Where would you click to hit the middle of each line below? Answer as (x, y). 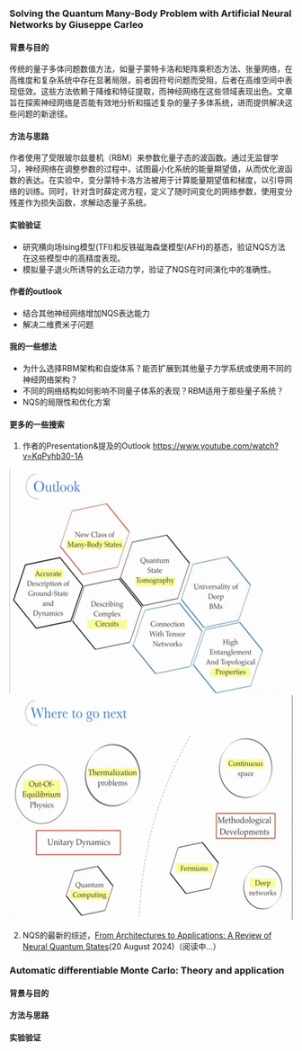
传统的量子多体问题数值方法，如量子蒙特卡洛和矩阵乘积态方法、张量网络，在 (151, 69)
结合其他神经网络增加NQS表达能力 (86, 313)
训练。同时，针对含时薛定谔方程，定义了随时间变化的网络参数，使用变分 (159, 191)
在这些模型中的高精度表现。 (74, 258)
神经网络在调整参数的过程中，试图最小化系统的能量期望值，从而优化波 (155, 169)
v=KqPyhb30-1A (53, 456)
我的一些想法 (33, 347)
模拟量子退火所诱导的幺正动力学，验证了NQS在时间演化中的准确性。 (149, 269)
